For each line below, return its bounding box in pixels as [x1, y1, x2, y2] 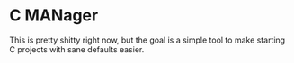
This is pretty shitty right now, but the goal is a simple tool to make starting [9, 35, 286, 45]
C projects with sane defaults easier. [9, 43, 145, 54]
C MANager [9, 5, 99, 26]
